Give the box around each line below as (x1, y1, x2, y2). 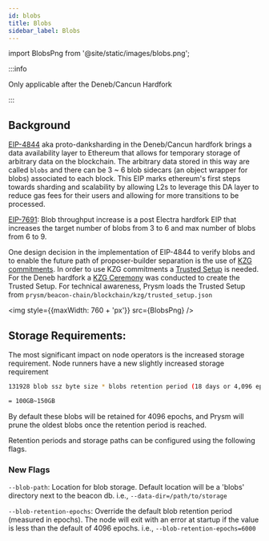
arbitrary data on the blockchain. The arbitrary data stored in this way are (8, 157, 250, 167)
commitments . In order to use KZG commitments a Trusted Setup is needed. (8, 264, 259, 274)
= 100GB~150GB (8, 397, 56, 405)
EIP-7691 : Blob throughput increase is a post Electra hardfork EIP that (8, 215, 237, 224)
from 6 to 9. (8, 232, 47, 241)
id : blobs (8, 11, 42, 20)
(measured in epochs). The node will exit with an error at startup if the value (8, 515, 259, 525)
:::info (8, 64, 27, 74)
